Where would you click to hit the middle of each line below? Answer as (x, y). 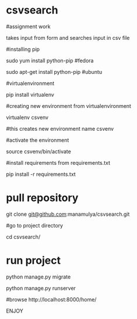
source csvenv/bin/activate (38, 151)
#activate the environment (38, 140)
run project (34, 261)
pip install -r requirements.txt (41, 174)
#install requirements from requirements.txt (58, 162)
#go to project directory (34, 225)
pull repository (42, 198)
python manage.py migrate (38, 277)
